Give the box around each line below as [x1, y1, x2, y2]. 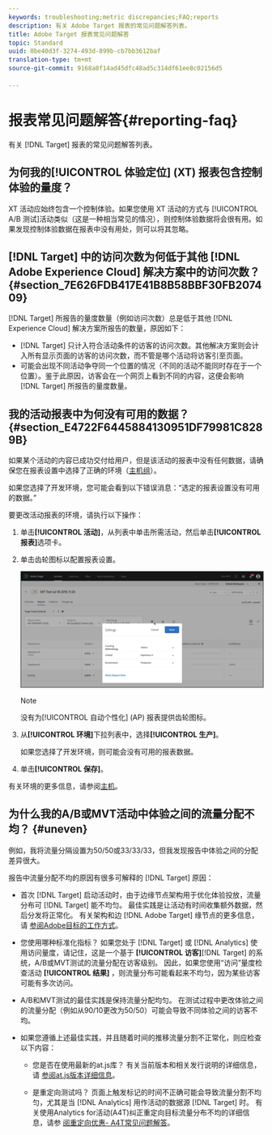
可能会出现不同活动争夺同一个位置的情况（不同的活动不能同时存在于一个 [19, 361, 261, 371]
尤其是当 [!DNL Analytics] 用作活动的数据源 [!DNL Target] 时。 [46, 1097, 253, 1107]
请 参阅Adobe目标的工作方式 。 [19, 920, 123, 930]
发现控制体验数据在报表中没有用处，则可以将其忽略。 [15, 223, 193, 234]
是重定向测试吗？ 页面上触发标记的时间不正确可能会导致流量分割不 [32, 1087, 255, 1097]
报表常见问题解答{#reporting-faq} [8, 111, 239, 130]
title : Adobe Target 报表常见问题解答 [8, 30, 130, 38]
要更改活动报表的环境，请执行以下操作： [8, 510, 143, 520]
